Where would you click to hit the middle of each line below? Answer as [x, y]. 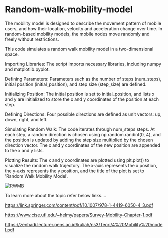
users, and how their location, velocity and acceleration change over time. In [84, 28]
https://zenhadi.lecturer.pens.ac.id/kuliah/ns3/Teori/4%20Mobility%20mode [84, 224]
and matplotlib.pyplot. [27, 69]
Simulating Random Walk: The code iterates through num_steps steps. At [80, 129]
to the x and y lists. [24, 150]
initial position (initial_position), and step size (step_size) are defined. [76, 84]
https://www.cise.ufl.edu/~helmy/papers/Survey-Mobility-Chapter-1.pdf [79, 215]
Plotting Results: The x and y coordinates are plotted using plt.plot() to [77, 160]
